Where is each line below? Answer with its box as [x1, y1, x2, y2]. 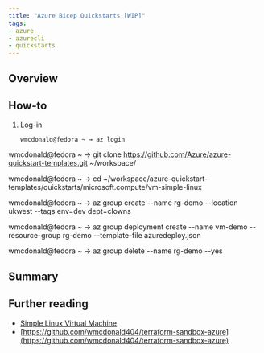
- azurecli [8, 34, 45, 43]
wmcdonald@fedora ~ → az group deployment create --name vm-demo [8, 222, 248, 232]
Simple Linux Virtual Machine [19, 318, 118, 328]
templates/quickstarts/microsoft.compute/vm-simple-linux [8, 183, 203, 192]
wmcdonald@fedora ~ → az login [19, 136, 126, 144]
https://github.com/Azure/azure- [123, 150, 232, 159]
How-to [8, 98, 47, 113]
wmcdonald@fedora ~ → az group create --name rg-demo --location [8, 198, 238, 207]
